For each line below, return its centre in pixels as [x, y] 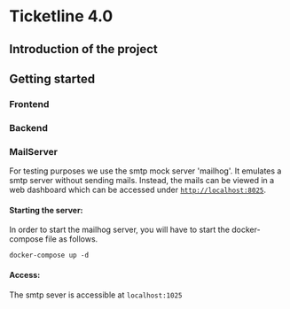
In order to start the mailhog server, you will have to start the [120, 230]
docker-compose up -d [49, 255]
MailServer [33, 151]
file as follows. [72, 239]
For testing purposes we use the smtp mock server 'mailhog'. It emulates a [145, 171]
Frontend [29, 104]
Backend [29, 127]
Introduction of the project [83, 49]
